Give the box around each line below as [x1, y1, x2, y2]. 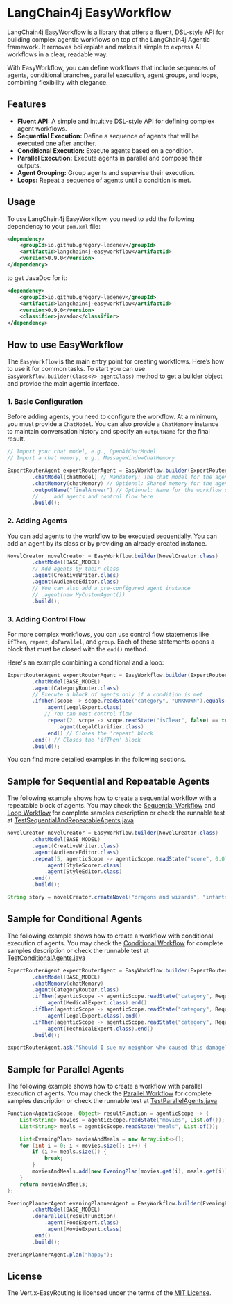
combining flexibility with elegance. [7, 78, 109, 86]
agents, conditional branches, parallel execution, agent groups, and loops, [7, 71, 219, 79]
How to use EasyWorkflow [7, 339, 123, 350]
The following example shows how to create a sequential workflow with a [7, 794, 216, 802]
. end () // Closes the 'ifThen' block [32, 736, 141, 743]
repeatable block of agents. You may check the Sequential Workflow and [7, 801, 216, 810]
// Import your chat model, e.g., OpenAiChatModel [7, 448, 157, 455]
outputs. [17, 161, 42, 170]
